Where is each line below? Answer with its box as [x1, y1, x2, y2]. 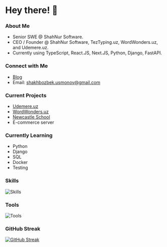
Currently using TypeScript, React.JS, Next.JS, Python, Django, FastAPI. [12, 50, 162, 56]
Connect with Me [5, 62, 48, 69]
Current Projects [5, 92, 47, 99]
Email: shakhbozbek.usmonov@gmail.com [12, 79, 101, 85]
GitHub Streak [5, 225, 41, 232]
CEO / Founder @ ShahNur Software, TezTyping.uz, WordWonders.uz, [12, 39, 158, 45]
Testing [12, 164, 29, 171]
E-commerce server [12, 119, 54, 125]
